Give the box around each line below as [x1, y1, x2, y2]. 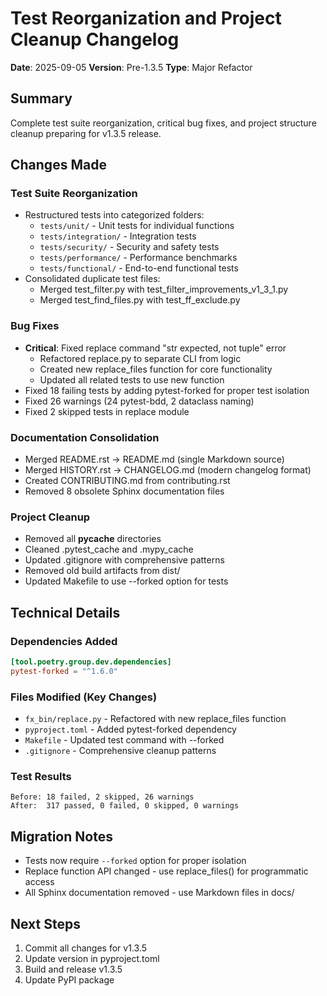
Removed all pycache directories [24, 533, 162, 545]
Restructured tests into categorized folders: [24, 209, 205, 221]
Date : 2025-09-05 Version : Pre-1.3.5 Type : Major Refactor [10, 61, 253, 73]
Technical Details [10, 604, 121, 621]
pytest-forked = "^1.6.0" [10, 666, 118, 676]
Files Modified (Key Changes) [10, 690, 158, 704]
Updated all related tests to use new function [39, 373, 225, 386]
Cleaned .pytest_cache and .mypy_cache [24, 543, 194, 556]
